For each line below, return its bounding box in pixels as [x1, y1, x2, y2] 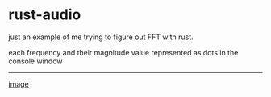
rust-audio [8, 6, 81, 24]
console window [8, 56, 63, 66]
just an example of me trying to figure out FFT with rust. [8, 32, 194, 42]
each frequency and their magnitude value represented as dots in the [8, 47, 239, 57]
